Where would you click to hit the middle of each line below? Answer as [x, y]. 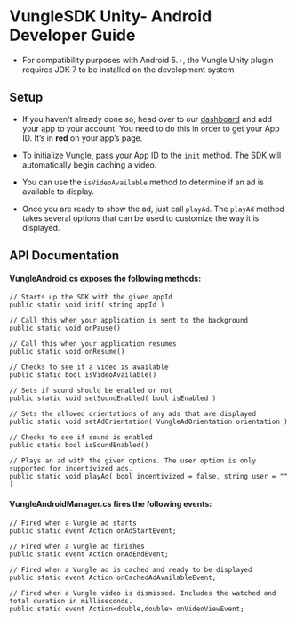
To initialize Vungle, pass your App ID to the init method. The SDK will [152, 155]
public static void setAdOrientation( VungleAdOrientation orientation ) [149, 422]
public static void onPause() [65, 328]
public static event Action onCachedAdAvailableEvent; [113, 577]
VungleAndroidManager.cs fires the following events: [111, 503]
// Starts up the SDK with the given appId [91, 297]
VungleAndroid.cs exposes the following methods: [105, 278]
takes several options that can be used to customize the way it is [140, 218]
